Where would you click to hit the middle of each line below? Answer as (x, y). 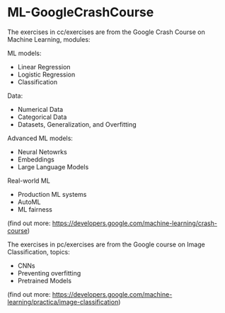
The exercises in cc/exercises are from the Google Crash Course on (106, 32)
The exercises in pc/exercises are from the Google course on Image (106, 244)
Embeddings (36, 159)
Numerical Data (40, 109)
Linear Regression (44, 67)
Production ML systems (52, 194)
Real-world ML (29, 181)
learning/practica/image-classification (63, 302)
